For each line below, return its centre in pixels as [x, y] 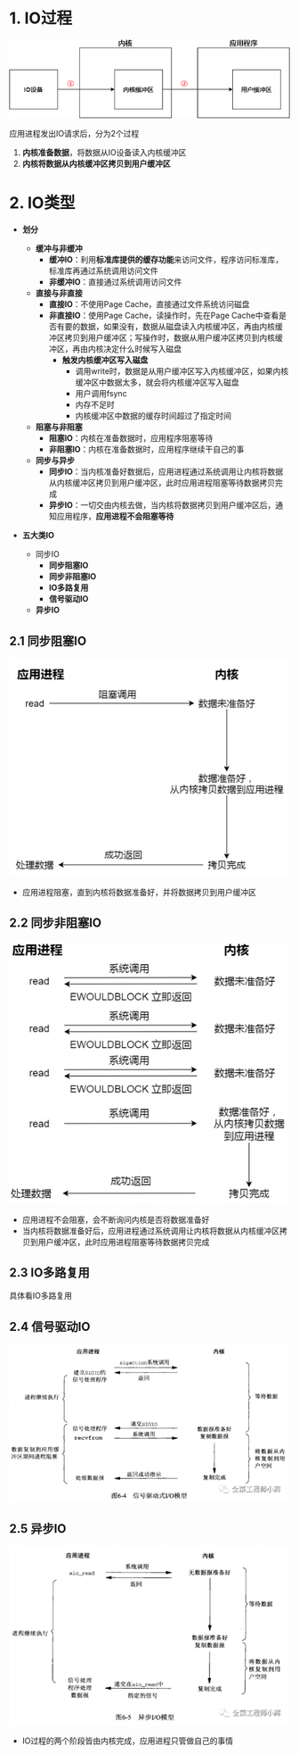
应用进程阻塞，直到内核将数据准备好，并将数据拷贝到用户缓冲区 [139, 892]
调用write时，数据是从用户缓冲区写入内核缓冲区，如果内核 [182, 371]
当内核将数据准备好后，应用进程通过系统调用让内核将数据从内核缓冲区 [151, 1230]
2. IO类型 [42, 203]
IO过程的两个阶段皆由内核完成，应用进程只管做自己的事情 [128, 1741]
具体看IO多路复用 [41, 1296]
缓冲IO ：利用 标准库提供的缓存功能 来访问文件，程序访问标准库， [166, 260]
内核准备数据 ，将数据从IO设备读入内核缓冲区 [104, 153]
